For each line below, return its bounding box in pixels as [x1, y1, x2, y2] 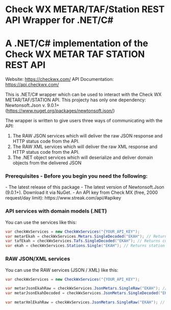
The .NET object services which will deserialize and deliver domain [12, 154, 154, 161]
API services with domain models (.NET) [5, 208, 107, 215]
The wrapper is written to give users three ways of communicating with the [5, 118, 163, 124]
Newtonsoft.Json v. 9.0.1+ [5, 102, 60, 108]
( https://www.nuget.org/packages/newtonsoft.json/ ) [5, 108, 115, 114]
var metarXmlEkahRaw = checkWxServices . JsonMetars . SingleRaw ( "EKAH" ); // [5, 300, 165, 305]
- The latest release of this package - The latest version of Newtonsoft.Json [5, 184, 164, 190]
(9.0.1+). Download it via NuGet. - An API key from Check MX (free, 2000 [5, 189, 158, 195]
